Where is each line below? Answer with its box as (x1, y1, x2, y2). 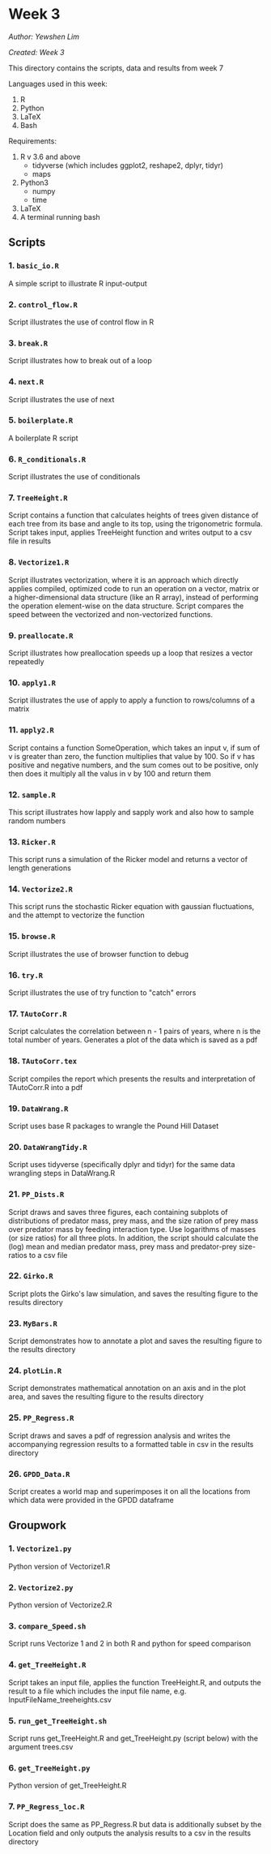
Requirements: (8, 135, 57, 146)
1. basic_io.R (8, 260, 59, 272)
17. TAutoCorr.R (8, 1008, 67, 1019)
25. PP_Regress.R (8, 1412, 74, 1423)
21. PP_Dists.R (8, 1189, 65, 1200)
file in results (8, 536, 51, 546)
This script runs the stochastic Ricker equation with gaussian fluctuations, (8, 902, 255, 912)
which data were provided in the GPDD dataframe (8, 1496, 174, 1505)
